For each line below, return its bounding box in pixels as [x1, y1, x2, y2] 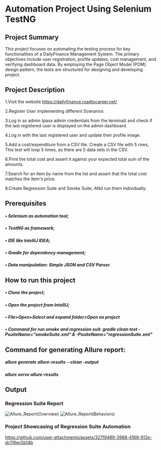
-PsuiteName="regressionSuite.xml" [76, 331, 153, 337]
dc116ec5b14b [5, 439, 33, 445]
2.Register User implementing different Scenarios [5, 108, 104, 114]
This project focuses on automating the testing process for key [5, 46, 130, 52]
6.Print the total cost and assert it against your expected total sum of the [5, 156, 149, 162]
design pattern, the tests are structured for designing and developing [5, 67, 143, 72]
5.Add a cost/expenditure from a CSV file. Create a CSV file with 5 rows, [5, 141, 149, 147]
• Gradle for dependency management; [5, 249, 86, 256]
